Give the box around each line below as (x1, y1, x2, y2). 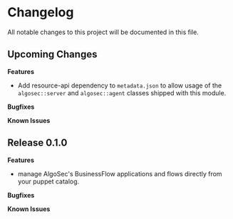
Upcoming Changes (7, 48, 98, 60)
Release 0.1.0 (7, 137, 68, 149)
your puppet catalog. (17, 177, 80, 186)
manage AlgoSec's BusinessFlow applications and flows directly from (17, 169, 222, 178)
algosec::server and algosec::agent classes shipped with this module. (17, 88, 227, 97)
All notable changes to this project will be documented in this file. (7, 28, 200, 36)
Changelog (7, 4, 74, 21)
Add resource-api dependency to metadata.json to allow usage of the (17, 81, 222, 90)
